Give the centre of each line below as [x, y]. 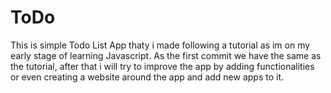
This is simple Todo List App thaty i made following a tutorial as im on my [160, 45]
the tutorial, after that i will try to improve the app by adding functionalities [162, 66]
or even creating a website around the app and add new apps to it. [147, 77]
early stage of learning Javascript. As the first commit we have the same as [166, 55]
